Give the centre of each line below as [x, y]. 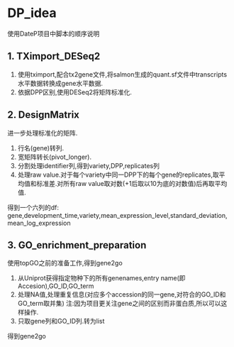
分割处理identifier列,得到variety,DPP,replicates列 [88, 165]
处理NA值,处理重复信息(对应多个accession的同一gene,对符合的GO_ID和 [122, 294]
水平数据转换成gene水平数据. [60, 83]
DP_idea [32, 13]
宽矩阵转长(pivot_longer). [55, 157]
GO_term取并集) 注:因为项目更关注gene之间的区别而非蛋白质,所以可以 [119, 304]
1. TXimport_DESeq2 [54, 56]
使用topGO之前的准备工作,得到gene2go [65, 263]
